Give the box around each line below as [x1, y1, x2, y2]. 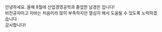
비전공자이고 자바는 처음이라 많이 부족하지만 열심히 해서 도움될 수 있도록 [5, 10, 141, 16]
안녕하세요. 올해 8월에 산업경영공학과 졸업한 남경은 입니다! [5, 4, 115, 10]
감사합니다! [5, 22, 26, 28]
